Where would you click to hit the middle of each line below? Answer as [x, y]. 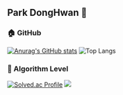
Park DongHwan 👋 [47, 13]
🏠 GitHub [24, 33]
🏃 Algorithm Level [38, 69]
